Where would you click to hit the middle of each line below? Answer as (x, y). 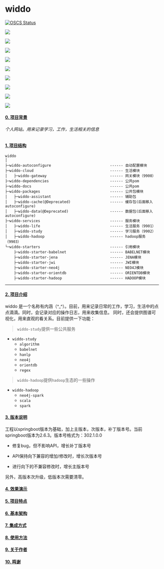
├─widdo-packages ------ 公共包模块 (74, 192)
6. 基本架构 (16, 513)
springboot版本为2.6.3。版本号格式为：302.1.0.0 (54, 435)
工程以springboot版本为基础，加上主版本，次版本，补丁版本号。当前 (74, 429)
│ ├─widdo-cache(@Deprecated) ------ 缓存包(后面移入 (79, 202)
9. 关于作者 (16, 549)
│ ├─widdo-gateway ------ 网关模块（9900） (81, 176)
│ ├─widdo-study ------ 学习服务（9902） (81, 231)
